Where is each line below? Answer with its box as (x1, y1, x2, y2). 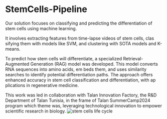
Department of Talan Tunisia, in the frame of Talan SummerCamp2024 (5, 97, 150, 103)
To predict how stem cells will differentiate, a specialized (5, 55, 122, 61)
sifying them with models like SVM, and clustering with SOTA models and (5, 40, 156, 46)
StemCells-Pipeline (5, 4, 88, 15)
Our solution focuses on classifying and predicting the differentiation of (5, 20, 152, 26)
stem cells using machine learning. (5, 25, 77, 31)
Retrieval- (122, 55, 143, 61)
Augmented (5, 61, 30, 67)
